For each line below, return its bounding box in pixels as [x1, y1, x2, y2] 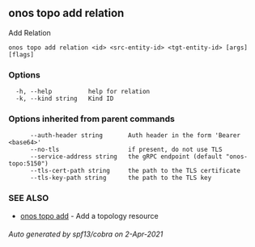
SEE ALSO [8, 193, 49, 204]
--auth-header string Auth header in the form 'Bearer [29, 132, 241, 140]
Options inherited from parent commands [8, 113, 176, 124]
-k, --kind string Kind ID [15, 94, 114, 103]
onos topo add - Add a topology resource [19, 211, 159, 220]
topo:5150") [8, 160, 49, 168]
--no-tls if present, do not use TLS [29, 145, 223, 154]
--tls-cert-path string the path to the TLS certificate [29, 167, 241, 175]
